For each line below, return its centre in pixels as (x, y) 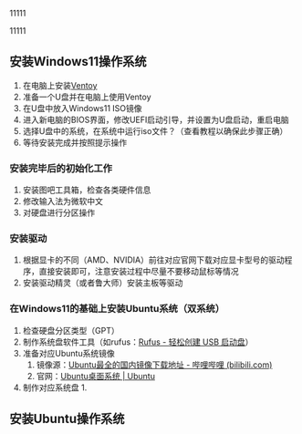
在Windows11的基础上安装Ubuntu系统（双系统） (117, 309)
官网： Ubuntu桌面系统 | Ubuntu (95, 376)
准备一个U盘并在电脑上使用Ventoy (87, 97)
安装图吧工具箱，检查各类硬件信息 (87, 190)
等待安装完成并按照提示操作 (75, 142)
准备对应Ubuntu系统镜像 (69, 353)
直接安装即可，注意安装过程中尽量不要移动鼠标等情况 (139, 272)
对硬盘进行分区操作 (59, 212)
